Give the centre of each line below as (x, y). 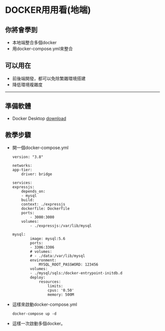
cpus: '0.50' (61, 291)
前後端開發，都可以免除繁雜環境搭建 (49, 78)
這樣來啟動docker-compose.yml (45, 304)
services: (22, 183)
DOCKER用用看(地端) (48, 10)
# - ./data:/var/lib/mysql (58, 256)
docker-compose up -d (34, 314)
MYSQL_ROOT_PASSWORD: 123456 (68, 265)
